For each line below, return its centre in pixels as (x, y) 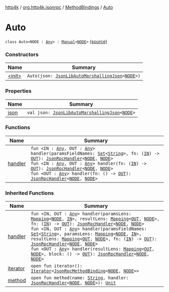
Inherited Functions (30, 193)
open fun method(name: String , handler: (80, 278)
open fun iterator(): (57, 266)
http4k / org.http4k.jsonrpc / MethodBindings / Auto (59, 7)
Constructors (22, 54)
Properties (18, 91)
